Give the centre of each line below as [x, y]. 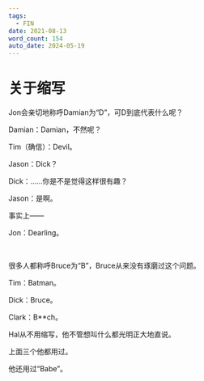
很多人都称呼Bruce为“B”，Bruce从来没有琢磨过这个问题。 [104, 266]
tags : [17, 16]
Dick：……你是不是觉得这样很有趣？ [68, 181]
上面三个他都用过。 [40, 352]
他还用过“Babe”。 [38, 369]
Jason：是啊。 [33, 198]
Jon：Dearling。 [36, 233]
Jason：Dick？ [33, 164]
